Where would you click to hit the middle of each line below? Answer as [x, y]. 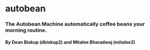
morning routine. [26, 30]
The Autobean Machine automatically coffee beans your [75, 24]
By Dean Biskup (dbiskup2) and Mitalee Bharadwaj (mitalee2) [70, 42]
